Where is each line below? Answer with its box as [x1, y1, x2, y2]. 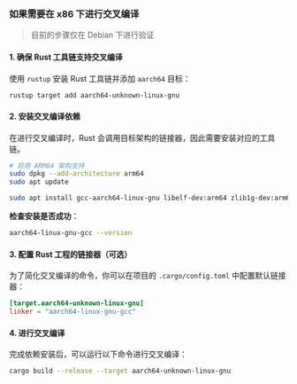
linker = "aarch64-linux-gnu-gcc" [9, 308, 137, 317]
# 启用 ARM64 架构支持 [9, 161, 85, 170]
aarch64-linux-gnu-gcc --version [9, 229, 133, 238]
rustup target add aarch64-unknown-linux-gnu [9, 90, 179, 99]
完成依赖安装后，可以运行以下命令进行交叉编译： [9, 349, 187, 360]
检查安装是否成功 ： [9, 211, 80, 222]
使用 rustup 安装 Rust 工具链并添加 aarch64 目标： [9, 73, 191, 83]
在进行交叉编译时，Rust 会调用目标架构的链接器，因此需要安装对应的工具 [9, 132, 276, 143]
